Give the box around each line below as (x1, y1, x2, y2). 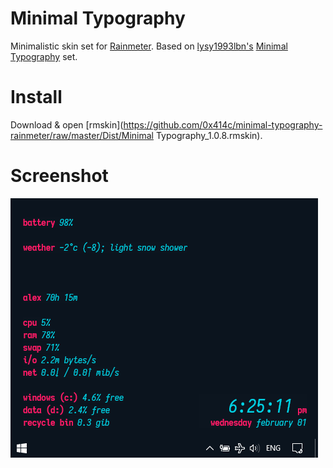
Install (10, 86, 63, 109)
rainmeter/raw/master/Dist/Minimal (10, 129, 154, 141)
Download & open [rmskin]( (10, 118, 124, 131)
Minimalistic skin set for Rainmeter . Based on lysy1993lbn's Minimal (10, 40, 288, 52)
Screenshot (10, 165, 109, 187)
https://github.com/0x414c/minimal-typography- (123, 118, 323, 131)
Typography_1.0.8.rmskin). (155, 129, 263, 141)
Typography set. (10, 50, 78, 62)
